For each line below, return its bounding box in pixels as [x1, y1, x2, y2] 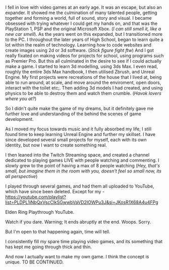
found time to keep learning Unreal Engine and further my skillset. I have [5, 131, 155, 137]
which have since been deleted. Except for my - [5, 189, 105, 194]
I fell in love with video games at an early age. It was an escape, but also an [5, 5, 162, 10]
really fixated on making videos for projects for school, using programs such [5, 53, 164, 59]
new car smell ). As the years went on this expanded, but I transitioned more [5, 31, 163, 37]
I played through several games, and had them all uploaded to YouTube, [5, 183, 154, 189]
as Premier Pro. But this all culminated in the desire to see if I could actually [5, 58, 162, 64]
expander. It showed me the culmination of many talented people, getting [5, 10, 157, 16]
